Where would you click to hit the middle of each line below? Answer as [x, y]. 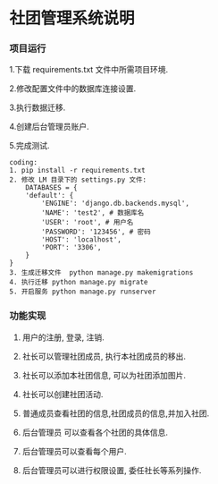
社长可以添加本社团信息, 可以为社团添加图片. [104, 375]
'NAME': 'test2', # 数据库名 [93, 213]
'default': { [50, 196]
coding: [24, 163]
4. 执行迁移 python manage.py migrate [79, 283]
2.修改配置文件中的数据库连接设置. [73, 89]
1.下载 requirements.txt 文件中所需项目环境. [88, 70]
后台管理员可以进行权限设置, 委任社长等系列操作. [112, 470]
